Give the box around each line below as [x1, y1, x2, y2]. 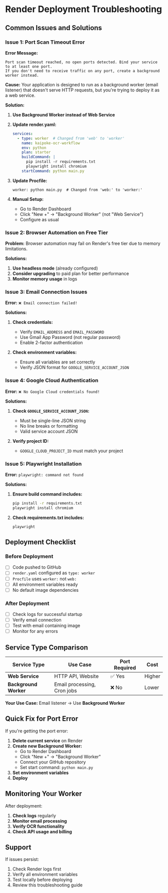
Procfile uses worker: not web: [12, 576, 77, 582]
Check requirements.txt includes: [12, 515, 84, 521]
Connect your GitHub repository [19, 759, 86, 765]
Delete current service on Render [12, 737, 83, 743]
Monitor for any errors [12, 628, 58, 634]
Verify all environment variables [12, 871, 78, 877]
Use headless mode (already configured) [12, 265, 98, 272]
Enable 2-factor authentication [19, 340, 83, 346]
